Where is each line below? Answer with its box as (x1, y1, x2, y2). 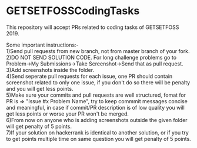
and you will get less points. (6, 85, 74, 92)
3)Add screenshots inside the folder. (6, 66, 95, 73)
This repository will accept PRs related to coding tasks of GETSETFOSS (6, 24, 179, 31)
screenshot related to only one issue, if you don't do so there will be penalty (6, 78, 191, 86)
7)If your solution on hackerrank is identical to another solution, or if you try (6, 129, 189, 136)
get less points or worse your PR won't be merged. (6, 110, 129, 117)
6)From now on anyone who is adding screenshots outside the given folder (6, 116, 188, 123)
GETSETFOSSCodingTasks (6, 4, 140, 18)
